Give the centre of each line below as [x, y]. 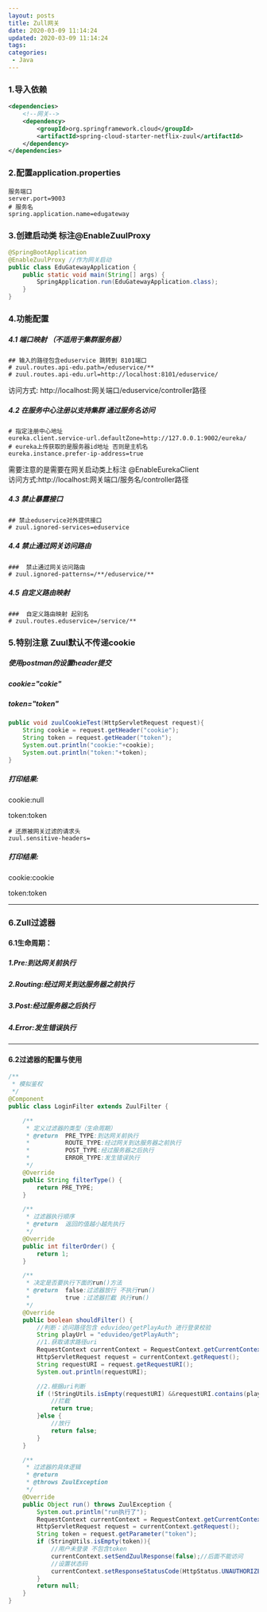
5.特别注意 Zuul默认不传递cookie [72, 643]
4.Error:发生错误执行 [43, 1027]
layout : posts [32, 16]
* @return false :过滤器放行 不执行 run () [91, 1291]
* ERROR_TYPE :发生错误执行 [83, 1158]
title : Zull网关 [34, 23]
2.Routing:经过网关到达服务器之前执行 [72, 985]
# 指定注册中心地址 [36, 431]
